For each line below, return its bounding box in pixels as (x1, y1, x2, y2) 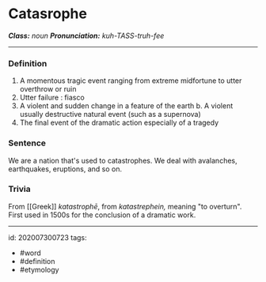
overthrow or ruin (19, 85, 77, 94)
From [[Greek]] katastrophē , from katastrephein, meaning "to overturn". (8, 201, 242, 211)
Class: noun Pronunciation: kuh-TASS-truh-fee (8, 31, 165, 40)
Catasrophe (8, 5, 87, 23)
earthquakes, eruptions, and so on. (8, 164, 123, 174)
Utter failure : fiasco (19, 92, 85, 103)
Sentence (8, 137, 46, 149)
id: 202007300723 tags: (8, 232, 87, 242)
